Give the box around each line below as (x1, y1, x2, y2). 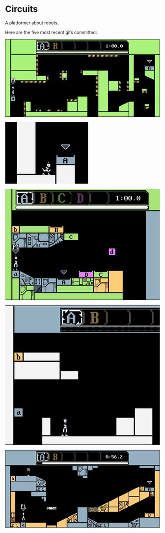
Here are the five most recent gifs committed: (5, 29, 97, 35)
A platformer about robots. (5, 20, 59, 26)
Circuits (5, 3, 38, 15)
